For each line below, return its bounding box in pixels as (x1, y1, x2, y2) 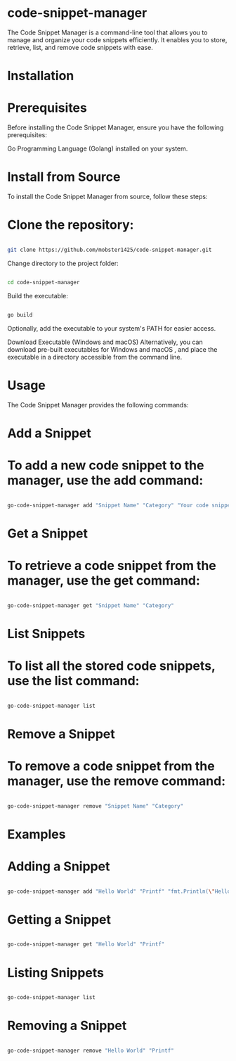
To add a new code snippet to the (7, 457, 204, 473)
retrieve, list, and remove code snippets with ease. (7, 43, 153, 51)
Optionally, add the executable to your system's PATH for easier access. (7, 324, 216, 332)
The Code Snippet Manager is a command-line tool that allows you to (7, 28, 208, 37)
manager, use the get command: (7, 572, 200, 588)
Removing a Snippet (7, 1018, 127, 1034)
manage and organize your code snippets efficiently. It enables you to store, (7, 35, 228, 44)
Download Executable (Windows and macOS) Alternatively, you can (7, 338, 203, 346)
